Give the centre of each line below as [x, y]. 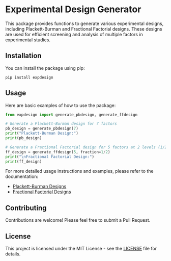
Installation [23, 56]
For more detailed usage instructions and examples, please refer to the [79, 171]
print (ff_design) [24, 162]
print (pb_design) [24, 138]
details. [13, 254]
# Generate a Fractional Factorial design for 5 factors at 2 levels [81, 147]
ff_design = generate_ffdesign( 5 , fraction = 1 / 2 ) [58, 152]
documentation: [22, 176]
